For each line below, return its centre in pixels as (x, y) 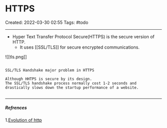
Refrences (16, 108)
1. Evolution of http (24, 120)
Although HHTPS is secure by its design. (49, 79)
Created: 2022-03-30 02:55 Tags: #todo (47, 22)
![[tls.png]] (16, 57)
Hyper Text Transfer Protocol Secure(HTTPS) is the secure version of (83, 36)
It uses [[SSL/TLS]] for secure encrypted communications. (80, 47)
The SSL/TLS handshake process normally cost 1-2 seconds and (71, 83)
